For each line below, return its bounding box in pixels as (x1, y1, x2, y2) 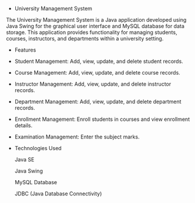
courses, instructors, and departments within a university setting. (6, 35, 164, 42)
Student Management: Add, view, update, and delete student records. (14, 58, 183, 65)
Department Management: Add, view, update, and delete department (14, 98, 181, 105)
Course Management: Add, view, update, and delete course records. (14, 69, 180, 76)
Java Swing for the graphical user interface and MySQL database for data (6, 23, 185, 29)
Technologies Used (14, 145, 62, 151)
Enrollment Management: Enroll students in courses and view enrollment (14, 116, 190, 123)
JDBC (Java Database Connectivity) (14, 190, 102, 197)
